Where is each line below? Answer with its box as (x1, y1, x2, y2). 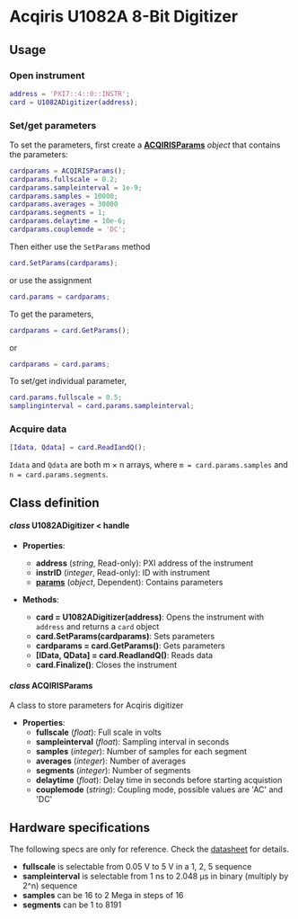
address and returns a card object (35, 620, 160, 631)
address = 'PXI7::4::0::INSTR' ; (9, 89, 130, 98)
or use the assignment (9, 274, 92, 285)
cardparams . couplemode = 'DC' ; (9, 225, 127, 235)
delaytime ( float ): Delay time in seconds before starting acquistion (35, 775, 283, 786)
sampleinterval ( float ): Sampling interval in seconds (35, 736, 230, 747)
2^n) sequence (22, 879, 78, 891)
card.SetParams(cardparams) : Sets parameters (35, 630, 215, 641)
